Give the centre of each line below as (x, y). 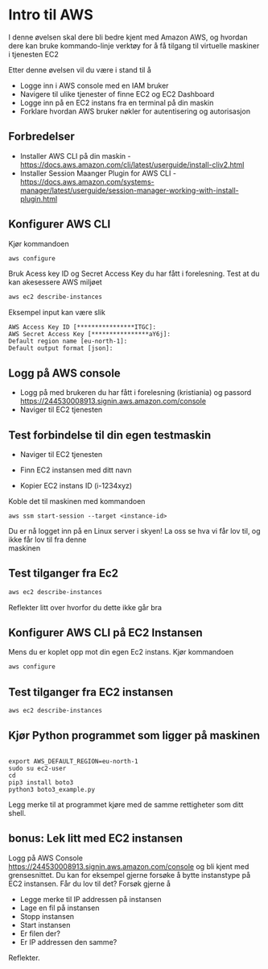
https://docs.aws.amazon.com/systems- (87, 181)
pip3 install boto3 (41, 782)
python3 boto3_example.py (52, 789)
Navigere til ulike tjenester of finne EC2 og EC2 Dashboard (117, 94)
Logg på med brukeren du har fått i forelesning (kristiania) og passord (136, 393)
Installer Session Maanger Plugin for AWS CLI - (98, 173)
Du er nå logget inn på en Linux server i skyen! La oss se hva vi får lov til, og (134, 530)
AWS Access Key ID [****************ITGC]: (82, 327)
